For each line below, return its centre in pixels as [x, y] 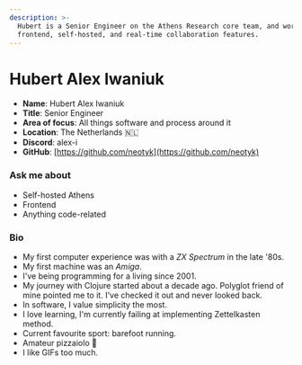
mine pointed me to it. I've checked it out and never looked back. [142, 295]
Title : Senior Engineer [63, 113]
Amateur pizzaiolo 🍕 [59, 343]
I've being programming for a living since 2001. [109, 276]
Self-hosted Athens [58, 195]
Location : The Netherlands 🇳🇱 [80, 132]
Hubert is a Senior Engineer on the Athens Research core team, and [148, 26]
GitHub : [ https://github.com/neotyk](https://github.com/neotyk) [141, 152]
